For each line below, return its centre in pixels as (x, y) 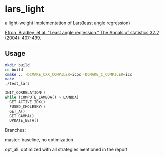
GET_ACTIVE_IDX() (28, 102)
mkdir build (17, 65)
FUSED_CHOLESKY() (28, 106)
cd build (14, 70)
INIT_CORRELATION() (25, 93)
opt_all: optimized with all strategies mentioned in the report (66, 149)
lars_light (25, 9)
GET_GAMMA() (22, 116)
